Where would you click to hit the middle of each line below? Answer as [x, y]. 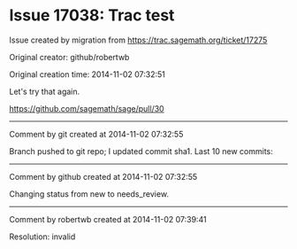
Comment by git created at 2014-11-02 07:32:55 [96, 134]
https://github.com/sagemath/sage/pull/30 [87, 108]
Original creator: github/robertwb [69, 57]
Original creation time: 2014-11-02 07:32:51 [88, 74]
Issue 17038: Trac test [92, 16]
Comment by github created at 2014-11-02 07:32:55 [103, 176]
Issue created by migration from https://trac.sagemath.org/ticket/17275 [138, 40]
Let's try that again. [45, 91]
